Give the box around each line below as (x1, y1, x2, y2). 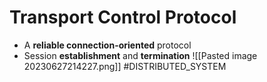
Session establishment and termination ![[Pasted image (23, 49, 258, 61)
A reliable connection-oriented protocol (23, 39, 192, 51)
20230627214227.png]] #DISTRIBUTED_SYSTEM (23, 60, 227, 72)
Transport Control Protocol (9, 6, 237, 29)
